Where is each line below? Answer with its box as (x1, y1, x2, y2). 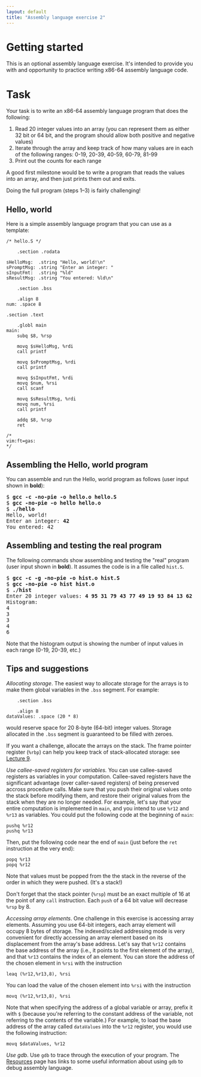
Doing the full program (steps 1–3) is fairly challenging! (6, 187, 141, 194)
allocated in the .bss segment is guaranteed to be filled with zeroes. (6, 730, 173, 738)
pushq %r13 (6, 828, 33, 834)
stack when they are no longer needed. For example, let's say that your (6, 798, 181, 805)
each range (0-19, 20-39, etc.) (6, 646, 81, 654)
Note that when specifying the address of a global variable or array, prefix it (6, 1004, 193, 1011)
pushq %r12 (6, 822, 33, 829)
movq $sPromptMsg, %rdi (17, 359, 77, 365)
